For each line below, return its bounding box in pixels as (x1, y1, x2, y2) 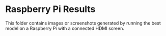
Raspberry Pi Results (5, 3, 96, 15)
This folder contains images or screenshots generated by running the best (5, 20, 161, 26)
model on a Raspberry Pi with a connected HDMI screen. (5, 25, 125, 31)
